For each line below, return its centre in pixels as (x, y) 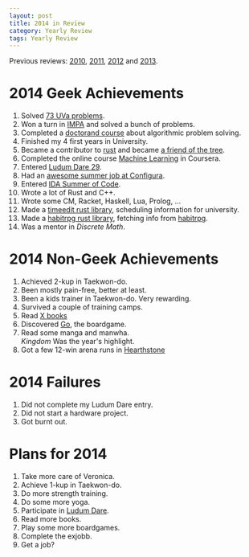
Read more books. (51, 519)
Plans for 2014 (58, 454)
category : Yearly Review (51, 31)
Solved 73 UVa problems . (63, 116)
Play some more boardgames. (70, 528)
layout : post (31, 16)
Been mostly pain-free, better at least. (84, 290)
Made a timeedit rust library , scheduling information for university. (130, 210)
